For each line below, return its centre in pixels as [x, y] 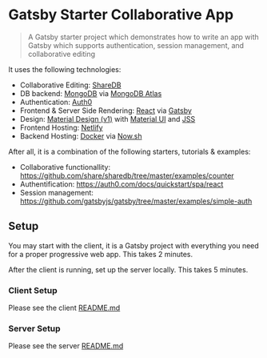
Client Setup [33, 290]
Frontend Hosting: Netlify [61, 127]
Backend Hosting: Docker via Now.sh [81, 136]
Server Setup [35, 328]
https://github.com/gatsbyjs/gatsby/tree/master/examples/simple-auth [136, 201]
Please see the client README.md [64, 308]
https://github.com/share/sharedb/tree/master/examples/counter [127, 175]
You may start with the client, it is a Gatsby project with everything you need [134, 245]
